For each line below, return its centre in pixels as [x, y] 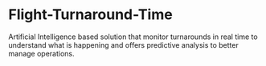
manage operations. [41, 53]
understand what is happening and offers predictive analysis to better [123, 45]
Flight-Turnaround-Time [90, 15]
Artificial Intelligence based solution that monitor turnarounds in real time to [133, 37]
